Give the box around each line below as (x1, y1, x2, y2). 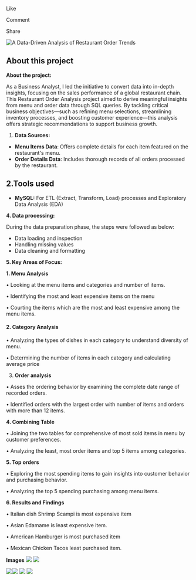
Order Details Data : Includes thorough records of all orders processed (14, 155, 185, 162)
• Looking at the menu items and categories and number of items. (6, 281, 165, 288)
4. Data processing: (6, 212, 55, 219)
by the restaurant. (14, 161, 58, 169)
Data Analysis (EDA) (14, 201, 63, 208)
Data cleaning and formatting (14, 247, 86, 254)
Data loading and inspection (14, 235, 83, 242)
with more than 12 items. (6, 407, 66, 414)
